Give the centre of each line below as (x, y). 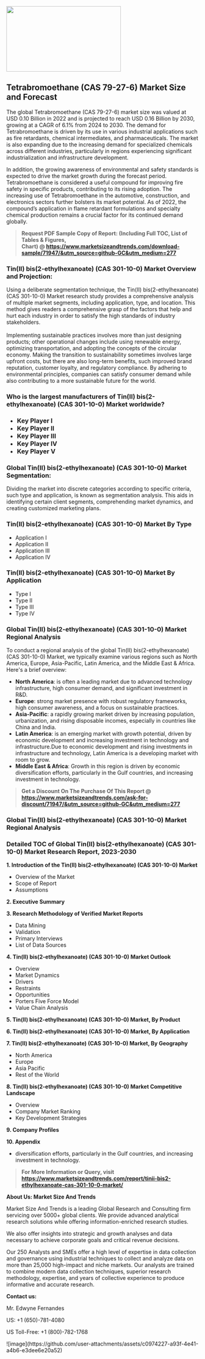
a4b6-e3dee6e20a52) (34, 1350)
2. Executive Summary (36, 902)
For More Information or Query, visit (68, 1172)
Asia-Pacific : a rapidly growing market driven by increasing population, (105, 714)
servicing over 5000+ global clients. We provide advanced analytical (92, 1215)
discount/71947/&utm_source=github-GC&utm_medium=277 (101, 804)
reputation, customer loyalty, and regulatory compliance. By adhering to (97, 368)
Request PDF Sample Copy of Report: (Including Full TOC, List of (104, 233)
